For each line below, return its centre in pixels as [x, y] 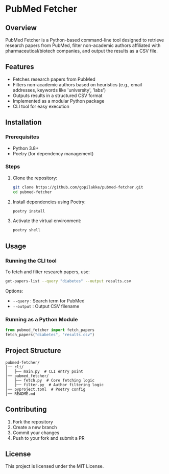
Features [20, 67]
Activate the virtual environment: [47, 221]
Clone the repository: [35, 178]
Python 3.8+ [26, 148]
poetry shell [27, 230]
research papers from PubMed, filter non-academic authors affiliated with [83, 45]
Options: [14, 291]
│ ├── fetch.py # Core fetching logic [50, 380]
